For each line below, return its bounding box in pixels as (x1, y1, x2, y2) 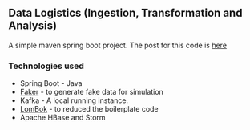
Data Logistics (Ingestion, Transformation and (8, 6, 243, 20)
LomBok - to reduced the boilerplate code (19, 104, 159, 114)
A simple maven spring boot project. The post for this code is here (8, 40, 227, 50)
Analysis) (8, 19, 58, 33)
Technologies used (8, 60, 84, 71)
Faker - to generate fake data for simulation (19, 87, 164, 97)
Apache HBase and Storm (19, 112, 106, 123)
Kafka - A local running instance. (19, 95, 129, 105)
